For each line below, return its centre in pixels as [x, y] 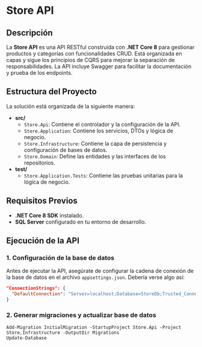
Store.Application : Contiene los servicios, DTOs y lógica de [98, 131]
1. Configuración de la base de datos [60, 258]
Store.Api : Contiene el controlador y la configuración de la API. [102, 124]
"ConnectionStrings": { [36, 289]
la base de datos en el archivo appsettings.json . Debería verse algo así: [96, 277]
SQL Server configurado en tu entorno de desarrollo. [81, 222]
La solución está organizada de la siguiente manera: [71, 106]
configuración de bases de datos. [66, 150]
